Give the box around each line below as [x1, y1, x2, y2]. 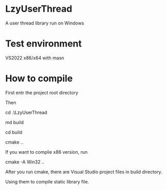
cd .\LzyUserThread [5, 109, 47, 115]
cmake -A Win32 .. [5, 159, 44, 165]
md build [5, 119, 24, 125]
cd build [5, 129, 22, 135]
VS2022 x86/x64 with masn [5, 55, 64, 61]
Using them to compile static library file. [5, 178, 89, 184]
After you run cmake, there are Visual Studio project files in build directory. [5, 169, 162, 175]
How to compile [5, 73, 73, 84]
